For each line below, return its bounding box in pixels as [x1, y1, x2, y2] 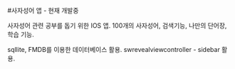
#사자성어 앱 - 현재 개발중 [7, 6, 79, 14]
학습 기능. [7, 31, 34, 38]
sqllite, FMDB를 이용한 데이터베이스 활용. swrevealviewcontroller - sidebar [7, 46, 221, 53]
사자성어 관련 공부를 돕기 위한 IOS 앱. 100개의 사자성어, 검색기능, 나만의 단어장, [7, 21, 227, 30]
